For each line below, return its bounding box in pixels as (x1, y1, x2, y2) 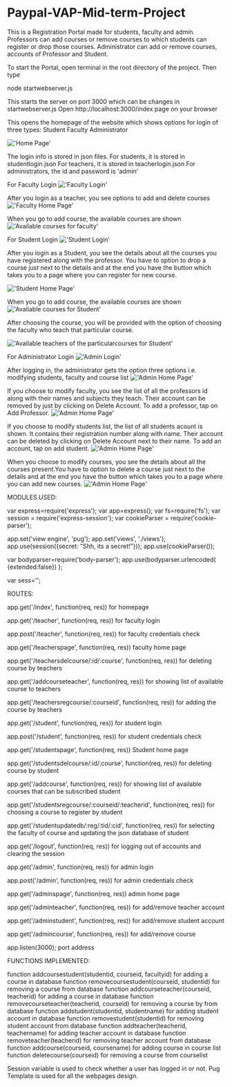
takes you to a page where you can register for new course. (7, 271, 177, 279)
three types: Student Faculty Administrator (7, 125, 128, 134)
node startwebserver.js (7, 84, 73, 92)
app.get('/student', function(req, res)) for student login (7, 718, 162, 727)
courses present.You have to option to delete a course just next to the (7, 465, 206, 473)
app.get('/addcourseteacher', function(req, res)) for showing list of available (7, 677, 224, 686)
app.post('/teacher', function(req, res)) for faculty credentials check (7, 630, 200, 638)
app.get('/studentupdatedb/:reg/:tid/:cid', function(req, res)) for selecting (7, 821, 215, 830)
